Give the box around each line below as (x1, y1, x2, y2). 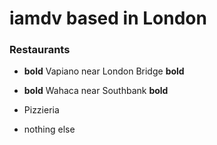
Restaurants (9, 43, 71, 57)
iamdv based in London (9, 7, 207, 30)
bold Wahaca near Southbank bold (23, 85, 169, 97)
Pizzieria (23, 104, 60, 116)
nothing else (23, 123, 76, 136)
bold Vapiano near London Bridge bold (23, 65, 185, 77)
